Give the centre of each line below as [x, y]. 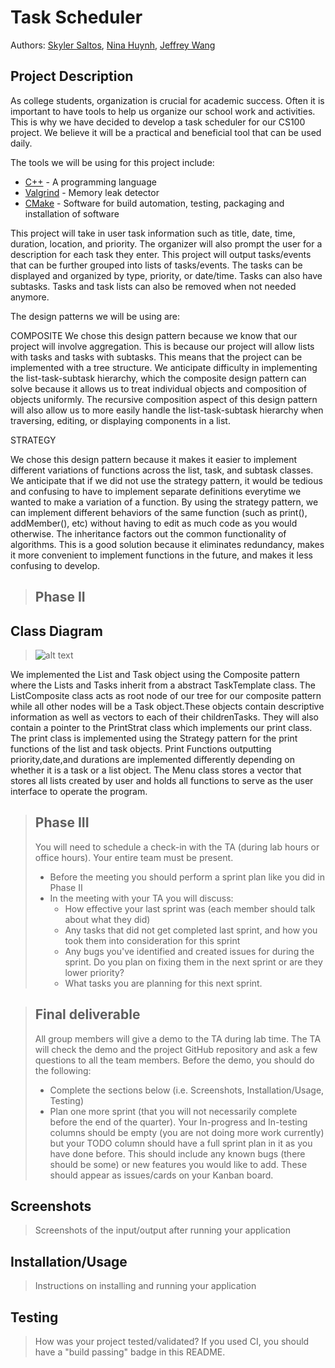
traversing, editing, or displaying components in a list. [120, 420]
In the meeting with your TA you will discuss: [141, 898]
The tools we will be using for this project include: [112, 162]
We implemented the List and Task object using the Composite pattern [155, 674]
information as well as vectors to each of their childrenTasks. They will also [165, 717]
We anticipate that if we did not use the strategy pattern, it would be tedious [166, 480]
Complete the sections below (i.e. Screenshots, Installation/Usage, [187, 1090]
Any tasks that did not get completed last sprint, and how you [191, 930]
